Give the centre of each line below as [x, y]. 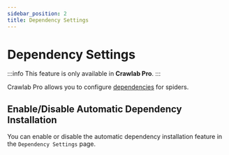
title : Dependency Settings [48, 20]
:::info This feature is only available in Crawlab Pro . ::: [84, 74]
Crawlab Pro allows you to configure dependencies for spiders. [98, 87]
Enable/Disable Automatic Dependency [95, 109]
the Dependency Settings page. [52, 144]
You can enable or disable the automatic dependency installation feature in [115, 137]
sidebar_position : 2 [37, 14]
